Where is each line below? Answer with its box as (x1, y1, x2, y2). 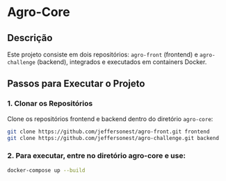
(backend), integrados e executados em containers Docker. (37, 58, 207, 66)
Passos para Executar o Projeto (7, 78, 145, 90)
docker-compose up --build (7, 166, 86, 174)
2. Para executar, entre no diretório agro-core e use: (7, 151, 186, 161)
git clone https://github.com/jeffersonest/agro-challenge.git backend (7, 134, 219, 141)
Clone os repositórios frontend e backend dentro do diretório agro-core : (7, 114, 213, 123)
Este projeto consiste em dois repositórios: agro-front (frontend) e (7, 50, 198, 58)
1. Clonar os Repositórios (7, 99, 93, 109)
